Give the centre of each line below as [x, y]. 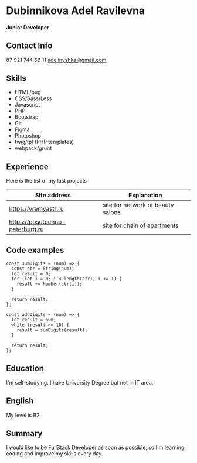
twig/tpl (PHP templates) [44, 142]
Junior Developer [28, 27]
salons [112, 212]
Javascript [27, 105]
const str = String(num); [43, 269]
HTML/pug [28, 92]
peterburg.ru [26, 229]
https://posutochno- [37, 222]
